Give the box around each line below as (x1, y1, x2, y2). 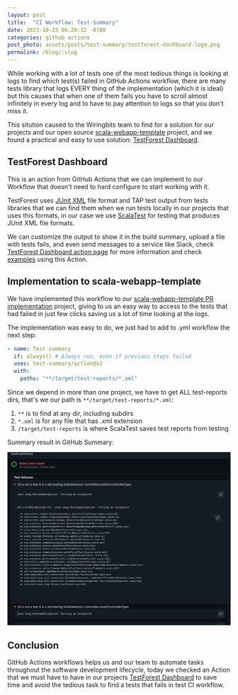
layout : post (7, 11, 46, 18)
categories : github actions (7, 34, 91, 41)
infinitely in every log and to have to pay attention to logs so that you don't (7, 99, 225, 108)
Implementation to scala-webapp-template (7, 276, 202, 288)
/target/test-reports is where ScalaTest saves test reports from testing (17, 424, 229, 432)
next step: (7, 330, 37, 339)
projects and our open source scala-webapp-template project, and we (7, 128, 212, 136)
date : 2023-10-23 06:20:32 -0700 (7, 26, 106, 33)
